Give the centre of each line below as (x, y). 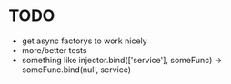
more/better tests (54, 50)
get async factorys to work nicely (84, 41)
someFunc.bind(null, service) (76, 70)
